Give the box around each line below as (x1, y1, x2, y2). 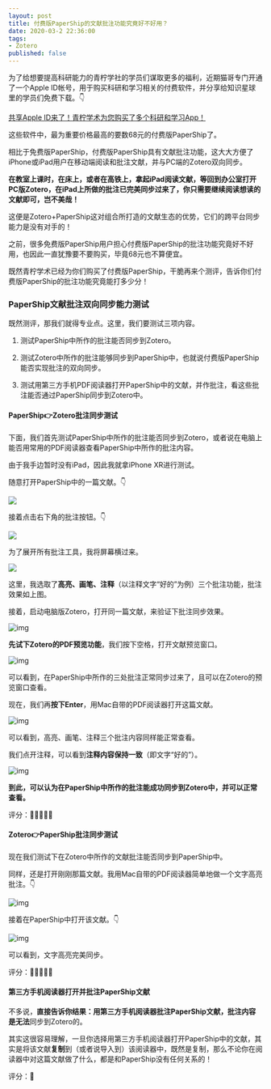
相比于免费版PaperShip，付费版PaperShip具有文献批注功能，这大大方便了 (8, 147, 254, 156)
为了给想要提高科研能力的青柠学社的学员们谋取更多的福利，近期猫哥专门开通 (8, 73, 263, 82)
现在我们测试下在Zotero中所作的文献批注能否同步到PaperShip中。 (8, 851, 227, 862)
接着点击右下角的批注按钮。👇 (8, 511, 106, 522)
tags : (8, 34, 27, 43)
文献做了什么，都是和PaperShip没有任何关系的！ (50, 1053, 213, 1064)
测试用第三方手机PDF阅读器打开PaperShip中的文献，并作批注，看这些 (19, 380, 252, 390)
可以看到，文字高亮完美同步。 (8, 950, 107, 960)
